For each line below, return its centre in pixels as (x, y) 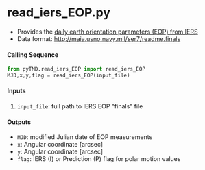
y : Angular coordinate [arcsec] (60, 151)
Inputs (16, 91)
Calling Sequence (33, 54)
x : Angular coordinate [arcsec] (60, 145)
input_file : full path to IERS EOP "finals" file (80, 106)
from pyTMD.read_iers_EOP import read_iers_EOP (76, 69)
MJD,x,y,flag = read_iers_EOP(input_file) (69, 76)
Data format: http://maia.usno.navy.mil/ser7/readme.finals (99, 38)
